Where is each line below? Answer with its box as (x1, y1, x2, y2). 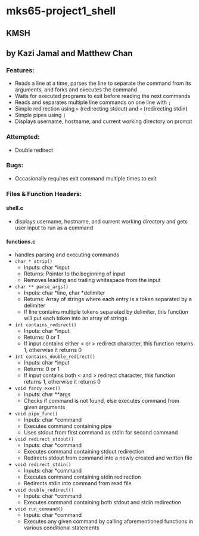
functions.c (6, 238, 36, 245)
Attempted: (6, 133, 40, 141)
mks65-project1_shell (6, 4, 116, 18)
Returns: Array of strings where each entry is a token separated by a (23, 296, 192, 303)
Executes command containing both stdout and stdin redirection (23, 499, 182, 506)
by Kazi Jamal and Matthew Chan (6, 48, 133, 58)
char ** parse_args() (14, 284, 69, 290)
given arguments (23, 403, 66, 411)
